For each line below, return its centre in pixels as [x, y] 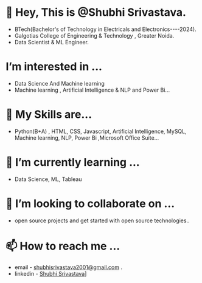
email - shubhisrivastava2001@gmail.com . [68, 267]
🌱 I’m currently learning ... [73, 162]
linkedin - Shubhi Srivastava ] [50, 273]
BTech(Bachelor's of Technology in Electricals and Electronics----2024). [105, 29]
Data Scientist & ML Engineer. [52, 42]
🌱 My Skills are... [49, 114]
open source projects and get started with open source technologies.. [102, 220]
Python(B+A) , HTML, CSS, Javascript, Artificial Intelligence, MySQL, [100, 131]
